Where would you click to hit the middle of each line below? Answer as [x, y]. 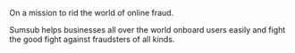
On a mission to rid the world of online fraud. [92, 13]
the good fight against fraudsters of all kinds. [92, 39]
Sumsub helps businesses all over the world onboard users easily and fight [147, 30]
